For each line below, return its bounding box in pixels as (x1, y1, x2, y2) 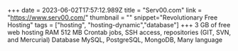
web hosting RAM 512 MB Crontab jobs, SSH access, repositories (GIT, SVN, (7, 28, 232, 36)
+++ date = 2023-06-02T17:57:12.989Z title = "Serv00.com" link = (7, 6, 202, 14)
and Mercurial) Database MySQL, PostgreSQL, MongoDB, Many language (7, 36, 222, 44)
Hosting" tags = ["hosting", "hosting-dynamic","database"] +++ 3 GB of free (7, 21, 231, 29)
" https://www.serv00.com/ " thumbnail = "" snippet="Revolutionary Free (7, 13, 218, 22)
